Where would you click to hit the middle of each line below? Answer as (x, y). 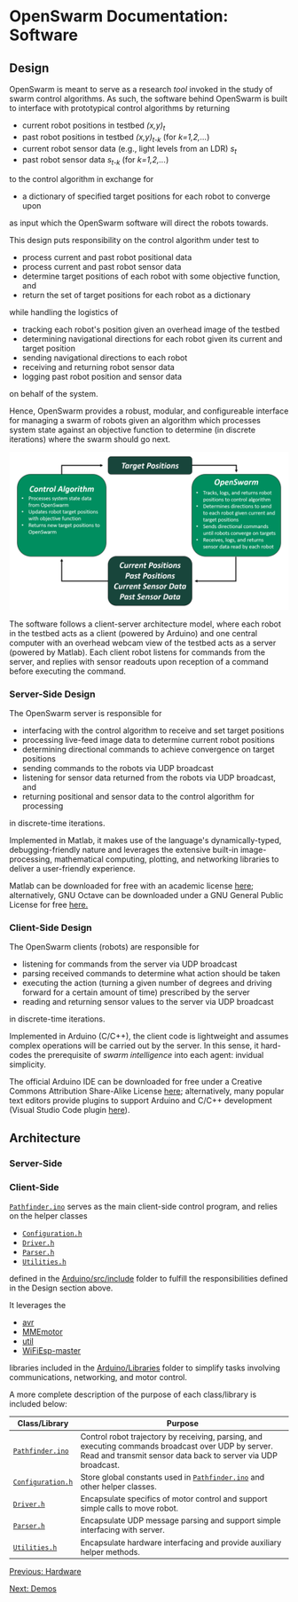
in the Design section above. (61, 1288)
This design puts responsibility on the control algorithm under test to (134, 241)
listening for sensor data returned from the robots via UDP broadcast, (149, 777)
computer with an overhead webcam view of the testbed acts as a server (143, 643)
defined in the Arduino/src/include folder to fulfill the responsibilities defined (149, 1278)
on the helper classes (48, 1215)
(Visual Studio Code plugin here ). (70, 1110)
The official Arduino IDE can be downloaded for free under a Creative (136, 1082)
